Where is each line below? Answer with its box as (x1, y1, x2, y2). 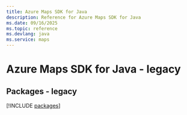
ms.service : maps (6, 37, 50, 43)
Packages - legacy (6, 86, 77, 96)
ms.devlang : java (6, 31, 50, 37)
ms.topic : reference (6, 25, 58, 32)
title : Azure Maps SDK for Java (6, 8, 87, 15)
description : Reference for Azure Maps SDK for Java (6, 14, 141, 20)
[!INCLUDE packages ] (6, 102, 61, 109)
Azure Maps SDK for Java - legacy (6, 62, 182, 76)
